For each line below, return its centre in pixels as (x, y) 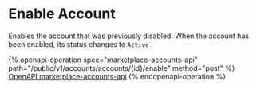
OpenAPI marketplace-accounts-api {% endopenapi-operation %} (117, 76)
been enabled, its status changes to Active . (81, 44)
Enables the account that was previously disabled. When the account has (129, 36)
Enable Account (62, 14)
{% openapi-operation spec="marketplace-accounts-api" (103, 60)
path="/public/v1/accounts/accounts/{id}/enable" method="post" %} (122, 68)
